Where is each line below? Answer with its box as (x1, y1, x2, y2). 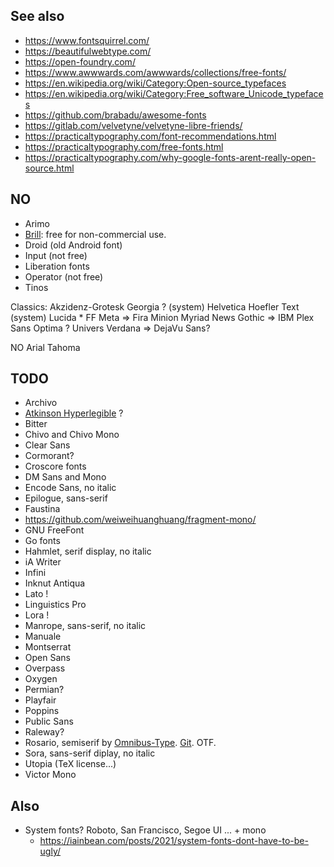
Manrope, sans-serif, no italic (24, 620, 147, 632)
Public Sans (24, 715, 74, 728)
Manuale (24, 630, 62, 643)
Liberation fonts (24, 260, 90, 272)
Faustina (24, 503, 61, 515)
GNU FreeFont (24, 524, 85, 536)
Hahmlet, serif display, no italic (24, 545, 152, 558)
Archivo (24, 397, 58, 409)
